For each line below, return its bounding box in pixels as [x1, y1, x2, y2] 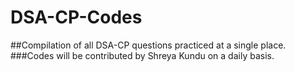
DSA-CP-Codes [10, 6, 143, 29]
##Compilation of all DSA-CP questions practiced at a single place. [10, 39, 287, 51]
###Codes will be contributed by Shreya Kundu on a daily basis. [10, 49, 275, 61]
